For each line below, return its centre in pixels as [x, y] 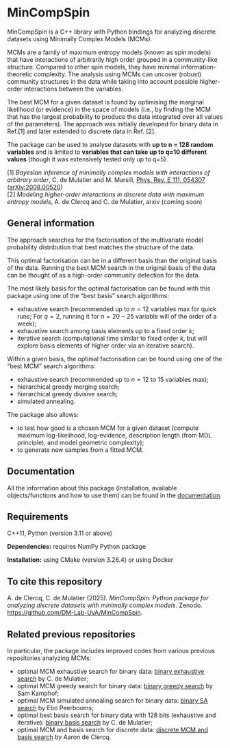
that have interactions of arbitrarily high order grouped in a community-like [112, 59]
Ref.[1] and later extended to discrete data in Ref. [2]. [81, 131]
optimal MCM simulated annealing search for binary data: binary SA [113, 701]
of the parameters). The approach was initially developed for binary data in [113, 124]
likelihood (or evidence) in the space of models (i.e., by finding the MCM [109, 109]
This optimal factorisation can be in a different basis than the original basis [112, 260]
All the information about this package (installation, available [92, 488]
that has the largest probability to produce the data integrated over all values [115, 116]
